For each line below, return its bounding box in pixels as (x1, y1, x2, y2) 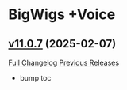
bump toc (19, 73, 52, 82)
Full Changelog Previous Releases (8, 58, 120, 67)
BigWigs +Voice (8, 6, 116, 24)
